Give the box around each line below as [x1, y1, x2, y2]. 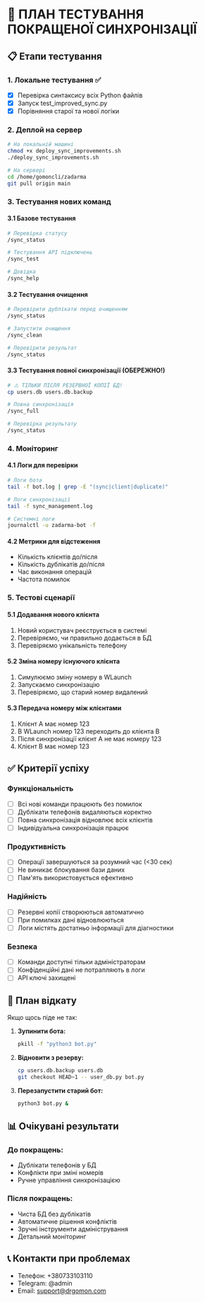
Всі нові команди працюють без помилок [17, 800, 142, 808]
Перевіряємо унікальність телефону [17, 641, 128, 650]
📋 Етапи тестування [7, 50, 102, 62]
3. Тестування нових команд [7, 197, 111, 207]
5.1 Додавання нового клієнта [7, 610, 100, 619]
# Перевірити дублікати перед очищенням [7, 306, 128, 313]
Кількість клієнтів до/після [17, 553, 98, 561]
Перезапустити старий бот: [17, 1086, 104, 1095]
